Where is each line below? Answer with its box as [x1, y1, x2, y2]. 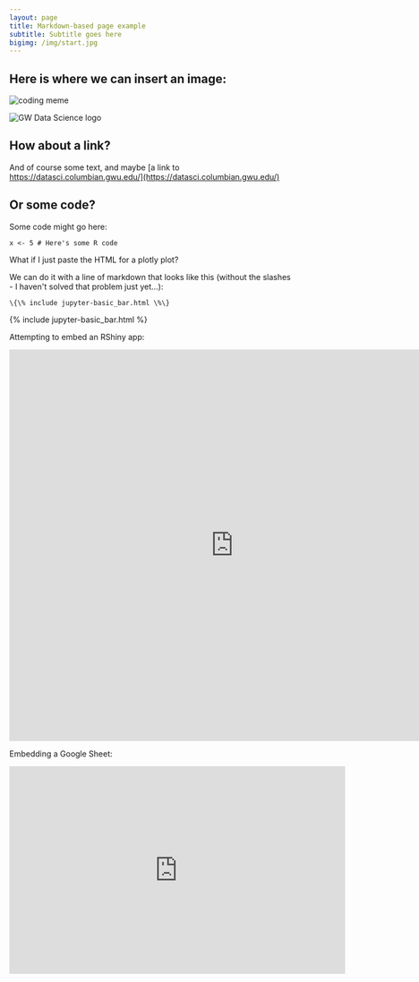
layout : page [9, 13, 58, 22]
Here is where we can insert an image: [9, 71, 227, 86]
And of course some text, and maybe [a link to [9, 162, 180, 173]
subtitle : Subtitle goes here [9, 30, 123, 38]
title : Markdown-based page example [9, 21, 146, 30]
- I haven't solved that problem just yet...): [9, 281, 164, 292]
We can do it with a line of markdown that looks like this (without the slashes [9, 271, 291, 282]
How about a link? [9, 138, 111, 153]
